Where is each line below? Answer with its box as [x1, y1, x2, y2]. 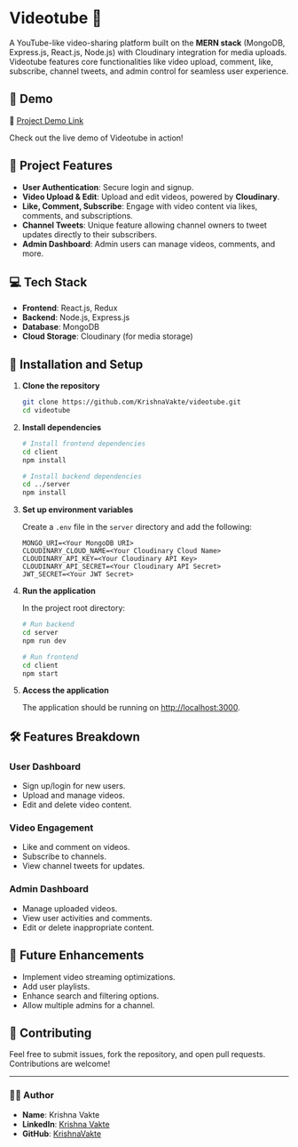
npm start [21, 669, 59, 678]
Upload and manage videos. [21, 790, 126, 801]
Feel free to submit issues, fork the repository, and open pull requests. [9, 1049, 266, 1060]
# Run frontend [21, 653, 79, 662]
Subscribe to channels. [21, 851, 106, 862]
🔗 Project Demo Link [9, 115, 84, 125]
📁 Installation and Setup [9, 357, 144, 372]
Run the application [21, 586, 96, 597]
